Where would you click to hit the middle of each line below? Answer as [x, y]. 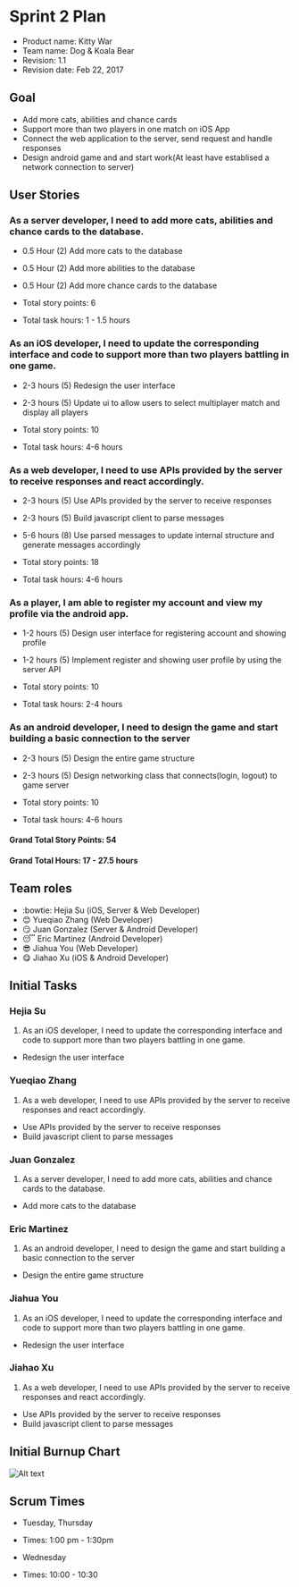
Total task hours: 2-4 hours [72, 705]
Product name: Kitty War [67, 41]
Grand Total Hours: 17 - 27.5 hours [74, 860]
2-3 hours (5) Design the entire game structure [108, 758]
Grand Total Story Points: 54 [63, 840]
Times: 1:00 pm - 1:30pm [68, 1541]
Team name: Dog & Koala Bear [78, 50]
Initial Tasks [43, 986]
